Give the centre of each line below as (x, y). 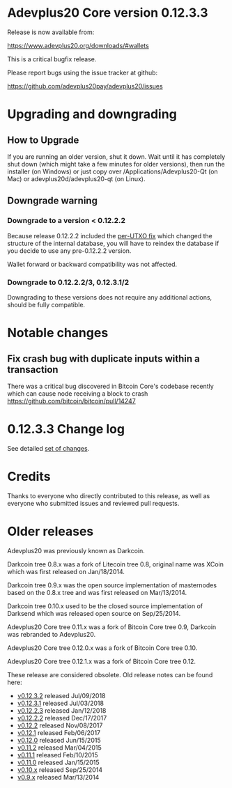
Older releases (51, 531)
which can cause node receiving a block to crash (78, 393)
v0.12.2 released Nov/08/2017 (60, 725)
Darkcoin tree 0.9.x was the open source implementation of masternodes (112, 585)
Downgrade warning (52, 201)
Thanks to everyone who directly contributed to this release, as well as (109, 495)
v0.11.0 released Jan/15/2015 (58, 762)
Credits (29, 477)
